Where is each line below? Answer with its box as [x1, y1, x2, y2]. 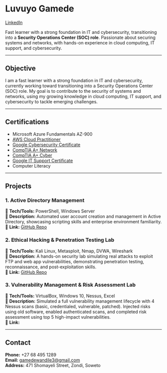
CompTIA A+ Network [12, 147, 58, 153]
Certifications [5, 118, 49, 126]
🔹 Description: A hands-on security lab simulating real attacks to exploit [5, 253, 153, 259]
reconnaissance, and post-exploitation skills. [5, 264, 97, 270]
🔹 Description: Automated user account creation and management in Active [5, 213, 161, 219]
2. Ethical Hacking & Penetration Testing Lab [5, 236, 114, 243]
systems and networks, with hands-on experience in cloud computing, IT [5, 39, 155, 45]
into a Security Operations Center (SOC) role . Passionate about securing [5, 34, 156, 40]
